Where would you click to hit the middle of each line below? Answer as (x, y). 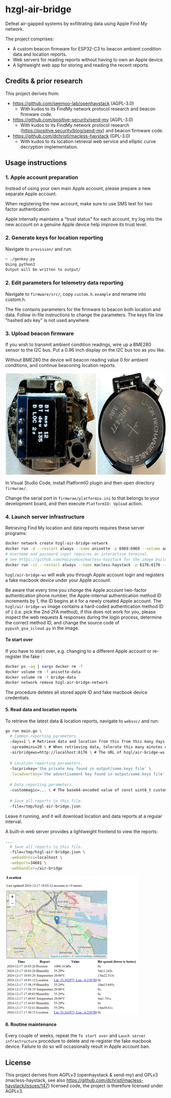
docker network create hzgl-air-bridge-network (57, 543)
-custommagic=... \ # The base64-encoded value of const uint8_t (81, 790)
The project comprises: (30, 39)
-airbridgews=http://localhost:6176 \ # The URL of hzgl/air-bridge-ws (88, 753)
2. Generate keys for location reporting (54, 238)
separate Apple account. (31, 194)
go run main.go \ (24, 731)
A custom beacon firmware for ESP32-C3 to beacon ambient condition (87, 49)
